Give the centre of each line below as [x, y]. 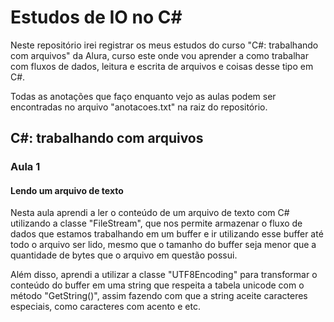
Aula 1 [25, 167]
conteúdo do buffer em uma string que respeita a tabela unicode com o [157, 285]
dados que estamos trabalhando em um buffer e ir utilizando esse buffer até [167, 234]
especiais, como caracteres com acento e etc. [105, 307]
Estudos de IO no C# [96, 17]
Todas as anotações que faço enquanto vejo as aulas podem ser [143, 96]
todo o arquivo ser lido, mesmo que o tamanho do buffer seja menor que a [163, 245]
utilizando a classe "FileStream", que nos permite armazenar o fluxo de [156, 223]
